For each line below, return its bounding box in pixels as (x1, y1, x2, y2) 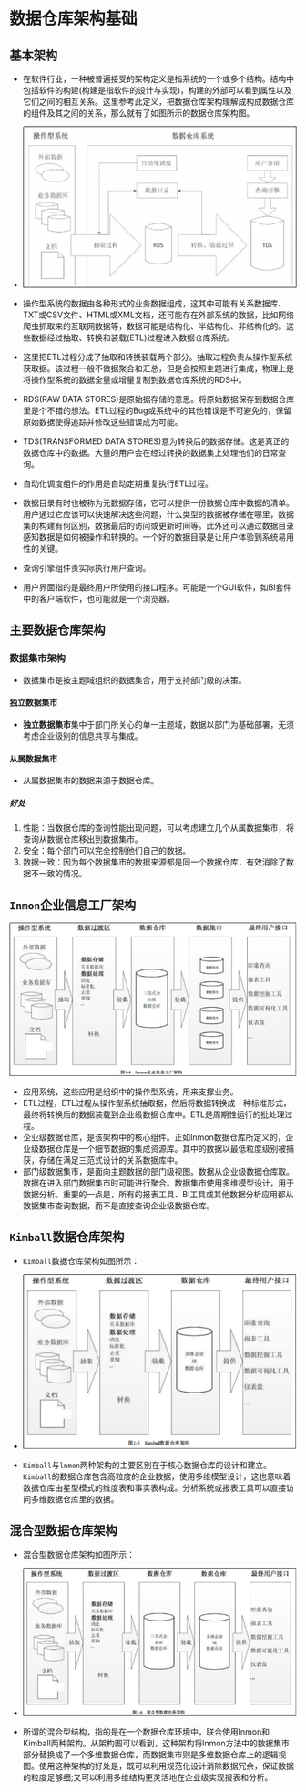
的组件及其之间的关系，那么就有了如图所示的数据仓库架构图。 (22, 108, 255, 119)
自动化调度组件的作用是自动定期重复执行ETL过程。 (22, 478, 214, 489)
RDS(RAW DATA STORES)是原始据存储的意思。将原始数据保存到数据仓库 (22, 394, 294, 405)
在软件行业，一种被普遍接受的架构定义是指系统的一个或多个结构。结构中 (22, 74, 294, 84)
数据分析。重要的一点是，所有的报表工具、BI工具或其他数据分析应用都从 (22, 1188, 294, 1199)
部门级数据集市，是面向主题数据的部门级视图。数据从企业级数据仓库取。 (22, 1165, 294, 1176)
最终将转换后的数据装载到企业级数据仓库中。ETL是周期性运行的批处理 (22, 1109, 285, 1120)
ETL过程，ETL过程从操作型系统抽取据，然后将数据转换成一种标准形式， (22, 1097, 291, 1108)
